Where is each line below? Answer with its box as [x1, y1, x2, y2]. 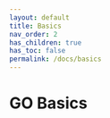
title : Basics [9, 21, 63, 30]
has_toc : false [9, 46, 66, 55]
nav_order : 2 [9, 29, 58, 38]
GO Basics [9, 93, 88, 114]
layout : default [9, 13, 70, 22]
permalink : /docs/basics [9, 55, 102, 63]
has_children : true [9, 38, 82, 47]
